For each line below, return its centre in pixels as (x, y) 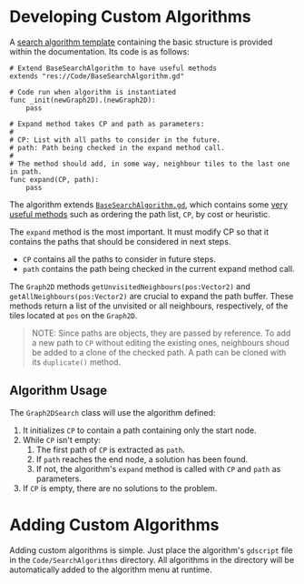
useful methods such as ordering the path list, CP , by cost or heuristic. (140, 214)
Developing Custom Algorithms (130, 17)
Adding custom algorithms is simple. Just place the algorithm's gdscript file (151, 550)
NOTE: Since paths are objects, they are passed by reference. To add (161, 333)
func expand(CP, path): (54, 179)
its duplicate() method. (76, 362)
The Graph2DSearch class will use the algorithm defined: (113, 412)
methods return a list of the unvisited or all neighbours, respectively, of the (149, 306)
